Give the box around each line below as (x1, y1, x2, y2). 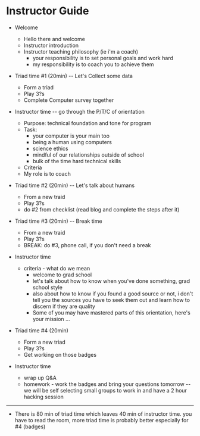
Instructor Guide (6, 4, 89, 18)
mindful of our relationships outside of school (32, 151, 145, 158)
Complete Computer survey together (23, 96, 114, 104)
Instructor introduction (23, 42, 79, 49)
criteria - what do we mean (23, 264, 90, 272)
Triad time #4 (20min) (14, 326, 68, 334)
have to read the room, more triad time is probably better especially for (14, 416, 189, 423)
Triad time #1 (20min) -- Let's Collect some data (14, 72, 133, 79)
